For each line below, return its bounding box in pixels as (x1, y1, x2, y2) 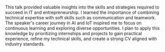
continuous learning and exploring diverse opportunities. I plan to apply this (5, 25, 160, 31)
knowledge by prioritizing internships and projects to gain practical (5, 31, 142, 36)
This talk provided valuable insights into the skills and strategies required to (5, 4, 160, 10)
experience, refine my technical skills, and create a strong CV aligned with (5, 36, 158, 42)
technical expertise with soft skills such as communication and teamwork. (5, 15, 157, 20)
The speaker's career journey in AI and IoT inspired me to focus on (5, 20, 142, 26)
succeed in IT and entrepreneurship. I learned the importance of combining (5, 9, 160, 15)
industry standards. (5, 41, 45, 47)
